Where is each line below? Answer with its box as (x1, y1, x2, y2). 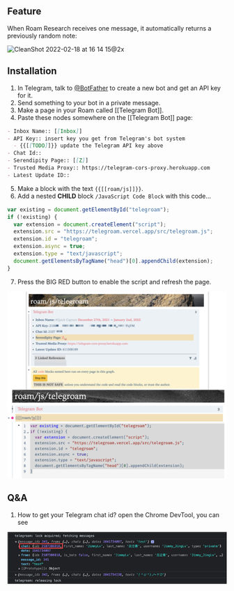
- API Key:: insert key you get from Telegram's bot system (7, 135, 186, 142)
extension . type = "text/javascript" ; (13, 250, 123, 257)
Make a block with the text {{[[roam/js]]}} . (17, 184, 144, 192)
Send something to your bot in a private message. (17, 98, 161, 107)
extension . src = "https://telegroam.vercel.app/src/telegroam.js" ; (13, 228, 214, 236)
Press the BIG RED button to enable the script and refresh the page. (17, 277, 212, 286)
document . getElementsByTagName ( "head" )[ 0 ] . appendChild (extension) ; (13, 257, 214, 264)
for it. (17, 91, 33, 100)
